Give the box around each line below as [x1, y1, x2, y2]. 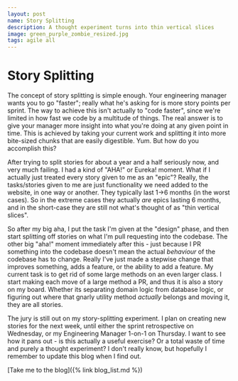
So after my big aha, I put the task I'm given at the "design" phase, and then [7, 225, 229, 234]
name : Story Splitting [7, 17, 75, 24]
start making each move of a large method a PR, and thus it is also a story [7, 278, 223, 286]
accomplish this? [7, 144, 57, 153]
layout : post [7, 10, 46, 18]
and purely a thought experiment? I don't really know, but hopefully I [7, 345, 207, 353]
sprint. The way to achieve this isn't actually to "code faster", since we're [7, 106, 221, 115]
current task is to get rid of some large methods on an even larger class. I [7, 270, 222, 278]
